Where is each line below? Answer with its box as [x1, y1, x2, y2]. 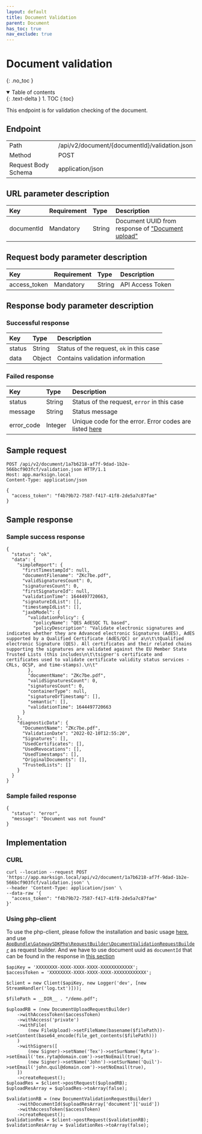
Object [32, 354, 52, 363]
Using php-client [6, 914, 57, 923]
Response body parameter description [6, 300, 154, 310]
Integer [46, 421, 67, 430]
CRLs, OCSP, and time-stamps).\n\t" [6, 662, 98, 668]
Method [9, 151, 31, 159]
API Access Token [120, 280, 171, 289]
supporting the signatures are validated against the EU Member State [6, 646, 187, 652]
